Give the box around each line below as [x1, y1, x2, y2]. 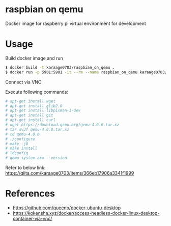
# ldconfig [5, 151, 28, 156]
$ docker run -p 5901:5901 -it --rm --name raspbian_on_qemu [5, 70, 138, 75]
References [5, 188, 55, 200]
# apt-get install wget [5, 98, 56, 104]
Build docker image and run [5, 55, 64, 61]
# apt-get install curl [5, 118, 56, 123]
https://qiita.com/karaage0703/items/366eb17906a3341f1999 [5, 170, 134, 176]
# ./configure [5, 136, 36, 142]
